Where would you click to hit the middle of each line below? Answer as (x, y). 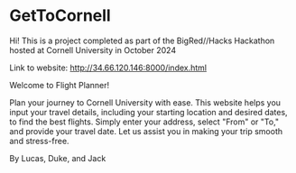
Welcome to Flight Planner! (60, 85)
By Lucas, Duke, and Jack (58, 158)
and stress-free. (39, 141)
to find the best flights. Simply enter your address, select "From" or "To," (144, 122)
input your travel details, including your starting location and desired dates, (148, 112)
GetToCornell (60, 16)
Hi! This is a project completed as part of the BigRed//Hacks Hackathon (142, 41)
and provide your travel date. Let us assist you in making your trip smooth (146, 131)
